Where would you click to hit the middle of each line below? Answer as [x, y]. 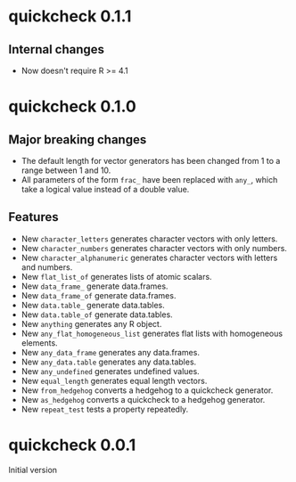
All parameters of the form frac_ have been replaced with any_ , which [149, 180]
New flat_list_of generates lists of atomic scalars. [116, 276]
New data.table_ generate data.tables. [93, 305]
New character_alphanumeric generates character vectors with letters [149, 257]
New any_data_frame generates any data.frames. [110, 352]
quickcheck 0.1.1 [70, 16]
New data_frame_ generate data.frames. [95, 286]
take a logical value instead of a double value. [105, 189]
